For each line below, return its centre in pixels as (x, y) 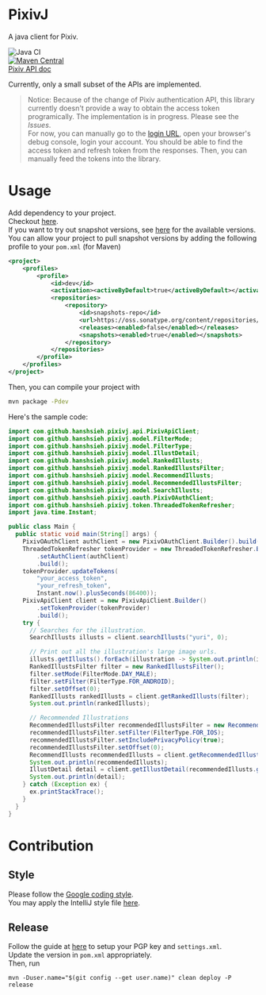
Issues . (39, 125)
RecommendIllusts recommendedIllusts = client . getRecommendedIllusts (146, 755)
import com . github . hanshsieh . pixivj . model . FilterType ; (101, 446)
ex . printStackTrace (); (66, 792)
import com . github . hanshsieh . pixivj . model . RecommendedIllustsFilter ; (125, 483)
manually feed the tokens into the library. (94, 158)
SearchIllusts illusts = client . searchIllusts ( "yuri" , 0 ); (128, 638)
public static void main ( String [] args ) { (86, 534)
